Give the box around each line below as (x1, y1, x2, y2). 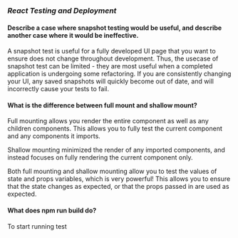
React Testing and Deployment (7, 6, 117, 16)
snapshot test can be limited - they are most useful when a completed (7, 62, 213, 71)
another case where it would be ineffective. (7, 31, 139, 39)
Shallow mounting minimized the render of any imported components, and (7, 145, 226, 155)
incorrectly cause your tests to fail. (7, 85, 110, 93)
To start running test (7, 222, 68, 230)
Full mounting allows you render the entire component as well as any (7, 117, 209, 125)
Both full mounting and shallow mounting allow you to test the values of (7, 167, 217, 176)
